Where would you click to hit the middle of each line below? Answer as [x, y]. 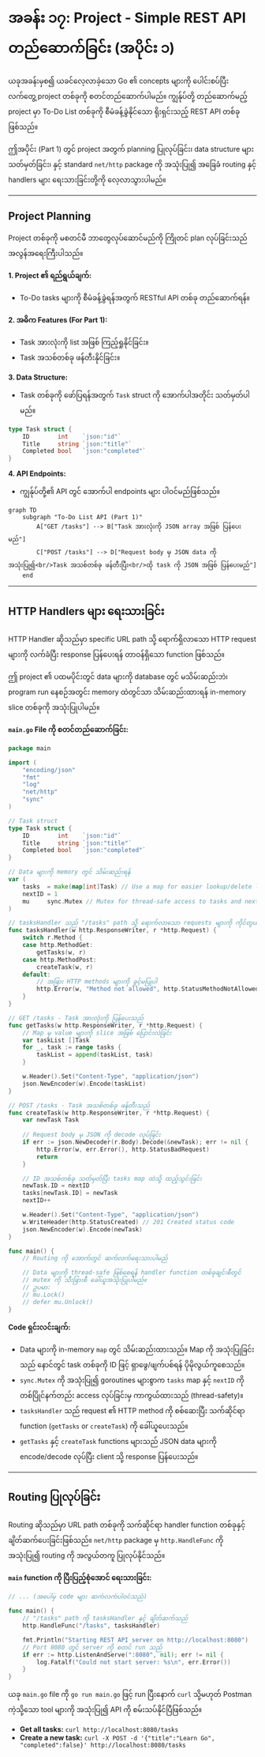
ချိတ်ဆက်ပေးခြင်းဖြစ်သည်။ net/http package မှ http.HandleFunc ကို [116, 1540]
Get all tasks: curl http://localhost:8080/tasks [99, 1729]
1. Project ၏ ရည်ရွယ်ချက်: [50, 275]
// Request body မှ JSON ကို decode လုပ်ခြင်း [91, 1135]
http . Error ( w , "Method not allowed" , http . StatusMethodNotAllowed [148, 989]
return [47, 1157]
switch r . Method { [52, 938]
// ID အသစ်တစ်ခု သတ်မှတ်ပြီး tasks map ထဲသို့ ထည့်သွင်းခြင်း [112, 1178]
